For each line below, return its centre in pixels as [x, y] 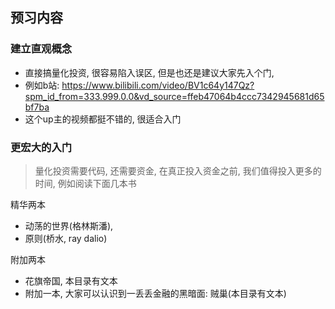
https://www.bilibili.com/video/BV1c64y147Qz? [158, 85]
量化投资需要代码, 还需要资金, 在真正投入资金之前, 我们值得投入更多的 [178, 170]
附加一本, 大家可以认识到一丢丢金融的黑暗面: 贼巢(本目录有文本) [155, 293]
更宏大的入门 [41, 147]
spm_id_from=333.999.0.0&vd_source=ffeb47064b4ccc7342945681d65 [174, 96]
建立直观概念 [41, 49]
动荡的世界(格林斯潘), [69, 225]
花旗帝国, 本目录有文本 [71, 280]
